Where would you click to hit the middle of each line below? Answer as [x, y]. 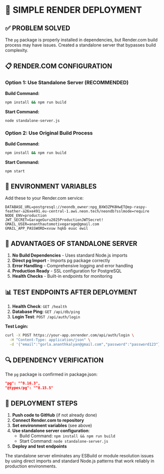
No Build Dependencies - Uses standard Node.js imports [70, 255]
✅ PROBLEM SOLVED [38, 28]
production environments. [31, 466]
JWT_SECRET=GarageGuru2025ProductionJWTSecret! [54, 220]
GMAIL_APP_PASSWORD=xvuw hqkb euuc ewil [47, 229]
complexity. [17, 50]
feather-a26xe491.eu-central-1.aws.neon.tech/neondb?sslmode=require [77, 212]
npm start [15, 171]
